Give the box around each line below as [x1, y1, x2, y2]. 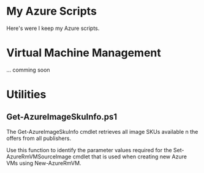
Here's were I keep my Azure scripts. [6, 24, 100, 32]
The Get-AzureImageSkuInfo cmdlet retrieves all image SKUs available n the [6, 128, 198, 135]
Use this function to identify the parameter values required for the [6, 146, 173, 153]
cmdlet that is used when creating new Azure [72, 153, 187, 160]
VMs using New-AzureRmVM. [6, 159, 81, 166]
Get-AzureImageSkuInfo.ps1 [6, 112, 118, 122]
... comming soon [6, 66, 50, 73]
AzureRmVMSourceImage [6, 153, 72, 160]
